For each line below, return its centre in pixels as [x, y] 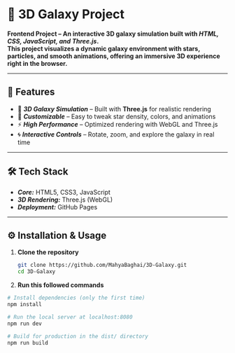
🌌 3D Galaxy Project [66, 14]
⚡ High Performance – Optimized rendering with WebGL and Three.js [117, 124]
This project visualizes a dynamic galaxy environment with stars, [104, 48]
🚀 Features [31, 92]
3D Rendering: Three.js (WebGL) [65, 200]
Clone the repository [48, 252]
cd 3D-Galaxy [36, 272]
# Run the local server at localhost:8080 [70, 317]
